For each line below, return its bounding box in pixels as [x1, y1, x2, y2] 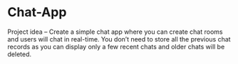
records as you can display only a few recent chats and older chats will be [7, 42, 225, 51]
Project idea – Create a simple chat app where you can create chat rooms [7, 27, 223, 36]
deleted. [7, 50, 32, 58]
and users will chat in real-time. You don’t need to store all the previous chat [7, 34, 231, 43]
